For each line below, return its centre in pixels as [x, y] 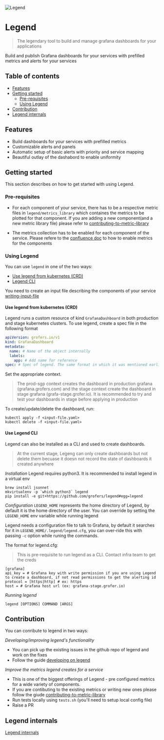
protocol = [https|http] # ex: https [43, 582]
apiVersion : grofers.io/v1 [32, 338]
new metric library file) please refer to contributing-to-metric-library [81, 223]
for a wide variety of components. [46, 685]
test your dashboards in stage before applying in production [77, 399]
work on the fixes [30, 655]
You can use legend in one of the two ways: [49, 266]
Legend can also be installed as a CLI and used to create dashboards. [75, 444]
